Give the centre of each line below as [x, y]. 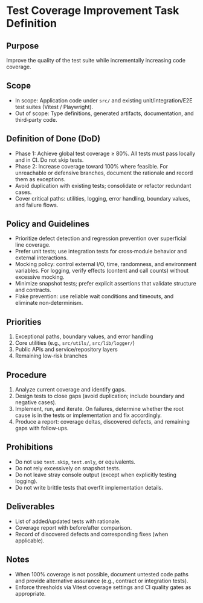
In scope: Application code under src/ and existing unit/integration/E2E [104, 100]
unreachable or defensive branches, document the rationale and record [104, 173]
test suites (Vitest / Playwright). [54, 107]
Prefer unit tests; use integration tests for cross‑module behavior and [101, 252]
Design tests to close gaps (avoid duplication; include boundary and [100, 396]
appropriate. [31, 593]
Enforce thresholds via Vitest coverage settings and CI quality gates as [103, 587]
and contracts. [33, 290]
